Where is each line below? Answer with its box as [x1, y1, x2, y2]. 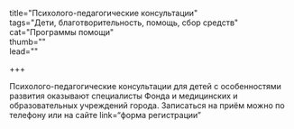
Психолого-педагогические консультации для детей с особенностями [9, 81, 282, 91]
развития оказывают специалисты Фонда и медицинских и [9, 90, 238, 101]
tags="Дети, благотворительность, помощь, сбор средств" [9, 17, 239, 28]
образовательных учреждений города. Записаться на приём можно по [9, 100, 286, 111]
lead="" [9, 46, 39, 57]
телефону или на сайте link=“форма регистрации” [9, 110, 201, 120]
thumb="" [9, 36, 47, 47]
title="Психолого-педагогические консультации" [9, 8, 198, 18]
